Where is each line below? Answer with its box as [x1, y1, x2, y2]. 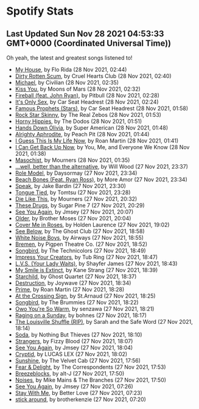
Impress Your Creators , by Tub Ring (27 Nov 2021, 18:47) [15, 254, 158, 260]
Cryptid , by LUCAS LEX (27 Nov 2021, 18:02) [15, 351, 128, 357]
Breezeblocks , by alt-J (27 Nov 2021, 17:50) [15, 370, 125, 377]
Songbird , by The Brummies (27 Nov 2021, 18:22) [15, 299, 139, 306]
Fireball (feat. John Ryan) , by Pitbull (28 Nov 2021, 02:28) [15, 92, 160, 99]
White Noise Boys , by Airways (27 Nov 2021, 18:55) [15, 234, 144, 241]
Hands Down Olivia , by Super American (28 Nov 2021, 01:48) [15, 124, 169, 131]
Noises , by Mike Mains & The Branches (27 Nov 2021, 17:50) [15, 376, 166, 383]
